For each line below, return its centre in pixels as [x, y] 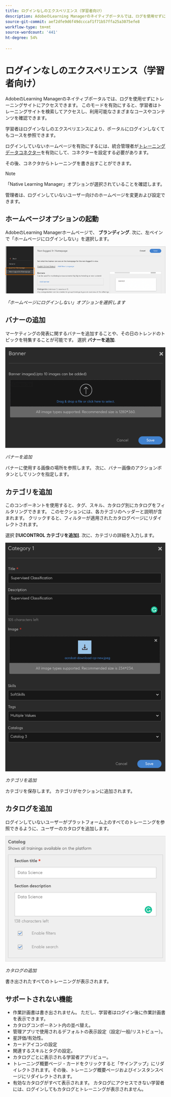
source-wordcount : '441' [32, 32]
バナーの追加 [25, 320]
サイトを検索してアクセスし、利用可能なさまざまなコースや [90, 111]
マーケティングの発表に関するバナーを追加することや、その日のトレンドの [83, 333]
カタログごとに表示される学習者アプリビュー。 [62, 1057]
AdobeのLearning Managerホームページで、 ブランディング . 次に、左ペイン [84, 232]
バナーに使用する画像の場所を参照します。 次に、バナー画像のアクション [81, 468]
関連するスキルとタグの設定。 [44, 1051]
